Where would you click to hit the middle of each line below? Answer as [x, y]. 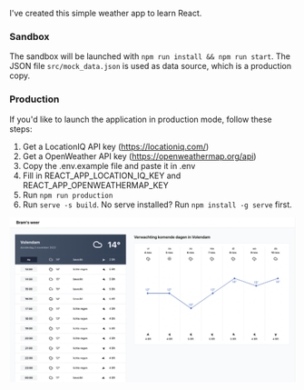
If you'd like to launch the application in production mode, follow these [141, 119]
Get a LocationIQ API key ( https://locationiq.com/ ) [116, 146]
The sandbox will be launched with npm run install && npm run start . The [150, 56]
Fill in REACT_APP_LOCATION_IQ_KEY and [102, 175]
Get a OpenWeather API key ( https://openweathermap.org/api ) [139, 156]
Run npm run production [68, 195]
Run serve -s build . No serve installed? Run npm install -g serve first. [157, 205]
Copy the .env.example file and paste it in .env [109, 165]
